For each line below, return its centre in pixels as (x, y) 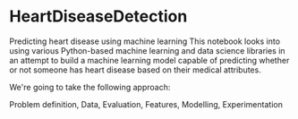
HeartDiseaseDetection (98, 17)
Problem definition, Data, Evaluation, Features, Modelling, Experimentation (146, 104)
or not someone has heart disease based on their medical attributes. (135, 70)
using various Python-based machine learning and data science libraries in (147, 50)
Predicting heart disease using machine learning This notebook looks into (145, 41)
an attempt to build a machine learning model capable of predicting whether (149, 60)
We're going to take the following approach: (90, 87)
